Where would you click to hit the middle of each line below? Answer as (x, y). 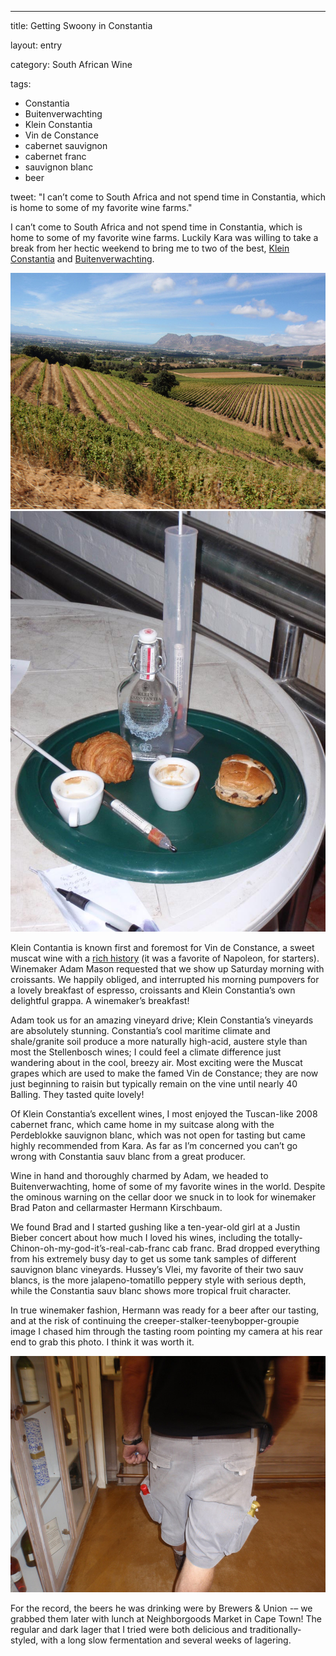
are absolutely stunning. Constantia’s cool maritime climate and (140, 1030)
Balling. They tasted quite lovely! (77, 1094)
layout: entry (36, 45)
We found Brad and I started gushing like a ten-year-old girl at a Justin (155, 1227)
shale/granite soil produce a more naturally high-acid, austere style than (159, 1041)
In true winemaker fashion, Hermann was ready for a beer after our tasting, (165, 1310)
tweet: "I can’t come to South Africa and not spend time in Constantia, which (168, 197)
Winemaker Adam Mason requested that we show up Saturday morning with (167, 968)
